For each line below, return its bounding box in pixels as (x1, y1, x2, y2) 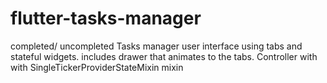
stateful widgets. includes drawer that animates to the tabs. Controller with (10, 50, 318, 62)
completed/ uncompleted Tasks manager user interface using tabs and (10, 40, 303, 52)
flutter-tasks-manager (10, 7, 202, 30)
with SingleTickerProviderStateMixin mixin (10, 61, 184, 73)
